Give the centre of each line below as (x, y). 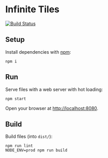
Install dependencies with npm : (38, 52)
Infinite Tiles (33, 9)
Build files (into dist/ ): (29, 137)
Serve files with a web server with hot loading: (54, 89)
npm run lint (19, 146)
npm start (16, 99)
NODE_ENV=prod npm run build (36, 150)
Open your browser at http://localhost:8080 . (52, 108)
